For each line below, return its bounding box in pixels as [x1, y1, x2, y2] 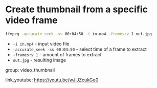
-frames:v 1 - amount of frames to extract [12, 51, 102, 57]
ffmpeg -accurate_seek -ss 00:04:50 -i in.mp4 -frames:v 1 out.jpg [5, 31, 152, 36]
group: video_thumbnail [5, 67, 55, 73]
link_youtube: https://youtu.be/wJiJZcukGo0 [5, 77, 99, 83]
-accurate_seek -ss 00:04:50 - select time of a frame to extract [12, 46, 147, 52]
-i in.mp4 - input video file [12, 40, 70, 47]
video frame [5, 14, 58, 26]
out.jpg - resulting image [12, 57, 66, 63]
